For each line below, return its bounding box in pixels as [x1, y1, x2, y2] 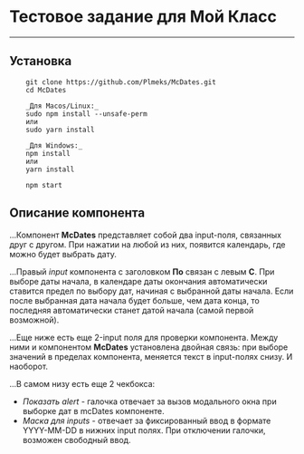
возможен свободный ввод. [22, 434, 131, 445]
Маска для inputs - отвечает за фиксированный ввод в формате [22, 415, 271, 426]
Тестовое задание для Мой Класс [9, 6, 278, 27]
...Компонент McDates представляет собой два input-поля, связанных [9, 229, 282, 240]
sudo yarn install [25, 125, 95, 134]
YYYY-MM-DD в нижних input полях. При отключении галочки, [22, 424, 266, 436]
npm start [25, 180, 63, 189]
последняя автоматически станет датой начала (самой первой [9, 304, 254, 315]
